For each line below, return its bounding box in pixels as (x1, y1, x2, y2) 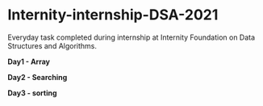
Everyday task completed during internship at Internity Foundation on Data (7, 32, 256, 42)
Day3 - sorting (7, 87, 57, 98)
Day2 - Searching (7, 72, 68, 82)
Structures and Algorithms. (7, 40, 98, 50)
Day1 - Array (7, 57, 50, 66)
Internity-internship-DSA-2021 (7, 6, 219, 24)
